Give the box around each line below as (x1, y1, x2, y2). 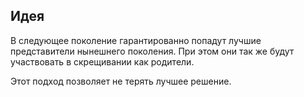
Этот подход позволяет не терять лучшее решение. (10, 75, 232, 87)
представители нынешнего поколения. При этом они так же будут (10, 45, 295, 57)
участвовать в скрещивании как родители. (10, 55, 195, 68)
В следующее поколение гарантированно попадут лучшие (10, 34, 262, 46)
